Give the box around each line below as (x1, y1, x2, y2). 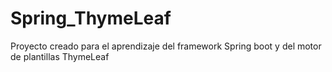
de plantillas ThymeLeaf (10, 50, 110, 62)
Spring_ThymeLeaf (10, 7, 172, 30)
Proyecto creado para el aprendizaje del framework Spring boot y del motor (10, 40, 322, 52)
